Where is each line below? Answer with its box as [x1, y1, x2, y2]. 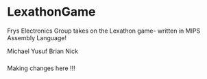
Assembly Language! [7, 33, 67, 42]
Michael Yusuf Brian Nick [7, 47, 79, 55]
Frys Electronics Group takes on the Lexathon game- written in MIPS [7, 27, 201, 35]
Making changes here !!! [7, 64, 75, 72]
